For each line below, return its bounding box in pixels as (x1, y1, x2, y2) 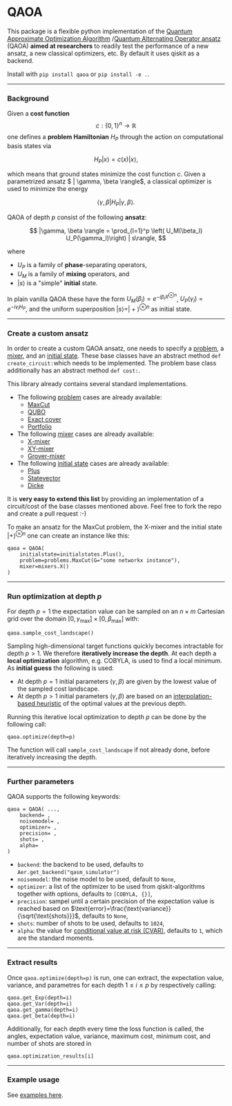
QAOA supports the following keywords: (7, 792, 121, 801)
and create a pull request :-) (7, 509, 87, 518)
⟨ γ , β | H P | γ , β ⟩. (97, 198, 135, 208)
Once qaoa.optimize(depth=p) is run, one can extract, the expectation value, (7, 973, 224, 981)
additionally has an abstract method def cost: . (7, 366, 140, 374)
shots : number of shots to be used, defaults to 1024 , (17, 919, 165, 927)
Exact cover (27, 415, 62, 424)
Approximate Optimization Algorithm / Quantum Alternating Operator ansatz (7, 34, 221, 42)
